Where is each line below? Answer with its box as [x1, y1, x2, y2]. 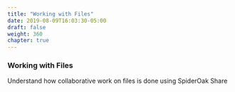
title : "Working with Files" [7, 10, 94, 18]
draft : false [7, 24, 46, 31]
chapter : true [7, 37, 50, 44]
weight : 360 [7, 30, 43, 38]
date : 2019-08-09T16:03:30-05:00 [7, 17, 107, 24]
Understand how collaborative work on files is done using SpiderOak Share [7, 76, 228, 86]
